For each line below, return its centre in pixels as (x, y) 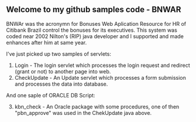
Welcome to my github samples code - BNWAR (94, 10)
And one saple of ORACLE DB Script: (51, 95)
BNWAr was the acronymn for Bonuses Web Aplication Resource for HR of (96, 23)
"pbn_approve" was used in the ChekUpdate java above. (83, 113)
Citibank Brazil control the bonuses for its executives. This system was (92, 30)
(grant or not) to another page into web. (63, 71)
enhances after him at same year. (46, 42)
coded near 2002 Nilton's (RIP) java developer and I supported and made (95, 36)
